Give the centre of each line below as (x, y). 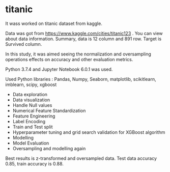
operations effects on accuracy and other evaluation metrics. (69, 59)
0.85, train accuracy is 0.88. (34, 163)
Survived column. (24, 44)
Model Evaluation (31, 143)
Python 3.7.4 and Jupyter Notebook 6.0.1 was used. (59, 69)
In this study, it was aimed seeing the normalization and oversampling (78, 54)
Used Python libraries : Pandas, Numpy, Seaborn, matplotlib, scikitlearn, (81, 79)
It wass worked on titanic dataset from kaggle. (54, 23)
